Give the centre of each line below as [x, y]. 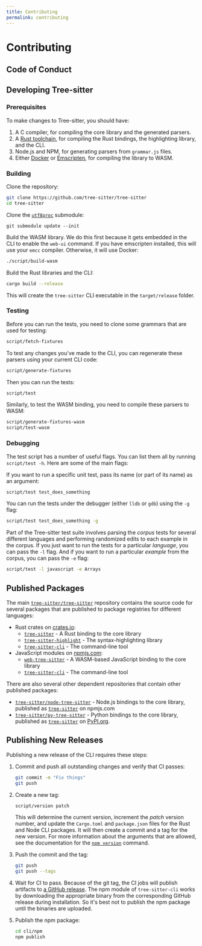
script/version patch [42, 806]
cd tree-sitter [25, 203]
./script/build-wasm [32, 261]
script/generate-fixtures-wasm [46, 422]
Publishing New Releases [55, 740]
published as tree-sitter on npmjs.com [65, 708]
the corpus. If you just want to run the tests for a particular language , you [97, 545]
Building [19, 173]
